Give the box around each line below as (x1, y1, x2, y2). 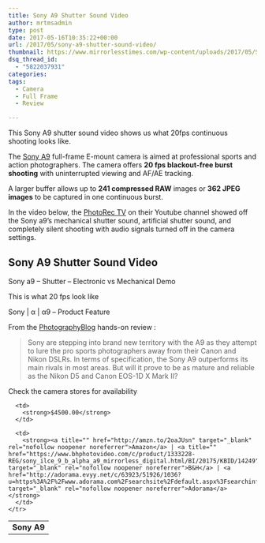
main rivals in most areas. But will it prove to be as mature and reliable (27, 362, 255, 372)
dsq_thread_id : (8, 56, 58, 64)
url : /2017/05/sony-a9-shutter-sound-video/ (8, 41, 157, 49)
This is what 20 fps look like (8, 291, 99, 301)
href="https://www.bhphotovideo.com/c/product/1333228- (8, 450, 196, 458)
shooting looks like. (8, 137, 71, 146)
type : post (8, 26, 44, 34)
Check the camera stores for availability (8, 386, 138, 395)
